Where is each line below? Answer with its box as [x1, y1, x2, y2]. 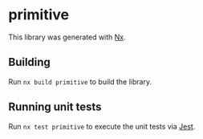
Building [8, 55, 51, 69]
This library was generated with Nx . [8, 32, 126, 42]
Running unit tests [8, 100, 102, 114]
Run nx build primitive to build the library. [8, 76, 152, 86]
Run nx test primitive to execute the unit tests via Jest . [8, 121, 196, 131]
